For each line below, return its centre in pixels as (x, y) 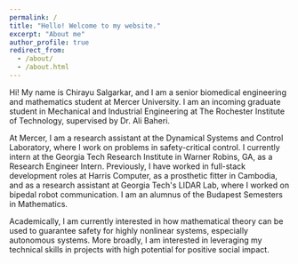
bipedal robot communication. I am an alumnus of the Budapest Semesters (146, 194)
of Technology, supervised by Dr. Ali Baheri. (90, 120)
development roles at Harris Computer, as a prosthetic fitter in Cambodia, (144, 175)
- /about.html (43, 68)
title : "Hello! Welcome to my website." (85, 26)
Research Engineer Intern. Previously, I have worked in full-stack (128, 166)
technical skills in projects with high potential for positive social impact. (139, 249)
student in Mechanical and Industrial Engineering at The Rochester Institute (147, 111)
